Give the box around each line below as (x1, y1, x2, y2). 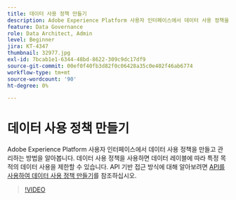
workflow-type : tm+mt (7, 69, 71, 76)
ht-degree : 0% (7, 82, 49, 89)
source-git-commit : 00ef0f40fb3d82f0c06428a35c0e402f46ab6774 (7, 62, 193, 69)
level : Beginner (7, 36, 55, 44)
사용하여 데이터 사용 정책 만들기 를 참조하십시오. (7, 171, 137, 180)
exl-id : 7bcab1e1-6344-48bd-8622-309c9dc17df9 (7, 56, 146, 63)
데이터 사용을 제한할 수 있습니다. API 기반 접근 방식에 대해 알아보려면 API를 (20, 163, 225, 171)
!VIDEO (24, 185, 46, 194)
